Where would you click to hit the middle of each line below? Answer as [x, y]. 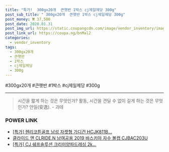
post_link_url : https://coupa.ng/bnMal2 [48, 33]
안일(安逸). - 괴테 [47, 107]
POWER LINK [21, 120]
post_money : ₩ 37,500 [28, 19]
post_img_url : [20, 29]
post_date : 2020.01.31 [29, 24]
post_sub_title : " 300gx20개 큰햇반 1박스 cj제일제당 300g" [65, 15]
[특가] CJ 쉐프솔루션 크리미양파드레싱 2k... [54, 144]
